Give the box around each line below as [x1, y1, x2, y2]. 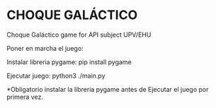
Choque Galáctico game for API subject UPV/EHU [6, 30, 152, 39]
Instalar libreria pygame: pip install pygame [6, 57, 132, 66]
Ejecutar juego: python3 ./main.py [6, 71, 106, 80]
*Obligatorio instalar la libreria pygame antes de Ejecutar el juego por [6, 85, 209, 93]
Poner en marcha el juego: [6, 44, 84, 52]
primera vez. [6, 92, 44, 101]
